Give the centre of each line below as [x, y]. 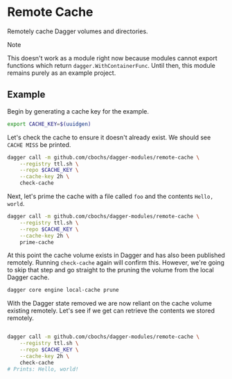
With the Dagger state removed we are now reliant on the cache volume [110, 303]
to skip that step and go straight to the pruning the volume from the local [111, 270]
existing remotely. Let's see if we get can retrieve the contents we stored [111, 311]
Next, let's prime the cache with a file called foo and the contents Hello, [110, 196]
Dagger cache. [28, 277]
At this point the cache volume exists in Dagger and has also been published [116, 255]
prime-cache [37, 242]
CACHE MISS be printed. [39, 144]
